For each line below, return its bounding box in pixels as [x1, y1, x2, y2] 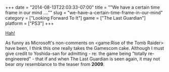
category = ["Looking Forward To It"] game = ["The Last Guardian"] [5, 15, 146, 21]
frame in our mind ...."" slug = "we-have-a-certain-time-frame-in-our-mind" [5, 10, 163, 16]
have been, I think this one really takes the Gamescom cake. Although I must [5, 45, 164, 51]
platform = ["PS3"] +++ [5, 20, 54, 26]
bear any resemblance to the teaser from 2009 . [5, 61, 105, 67]
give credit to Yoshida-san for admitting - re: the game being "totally [5, 50, 147, 56]
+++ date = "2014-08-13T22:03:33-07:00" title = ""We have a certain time [5, 5, 160, 10]
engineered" [5, 56, 31, 62]
